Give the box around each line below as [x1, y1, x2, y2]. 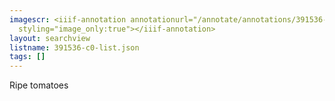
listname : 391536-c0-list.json [9, 42, 140, 53]
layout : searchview [9, 33, 91, 43]
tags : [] [9, 52, 46, 62]
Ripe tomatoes [9, 79, 69, 91]
